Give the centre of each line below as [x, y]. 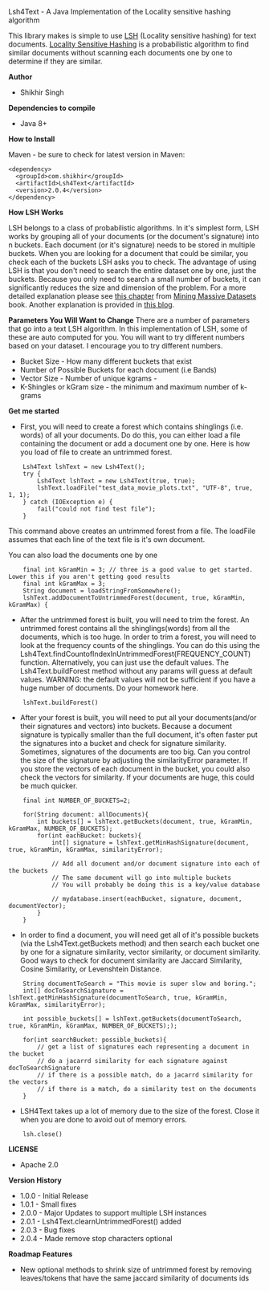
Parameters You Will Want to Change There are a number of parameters [129, 320]
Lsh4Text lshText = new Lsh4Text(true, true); [116, 481]
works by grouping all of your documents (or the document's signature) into [134, 236]
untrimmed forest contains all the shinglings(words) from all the [125, 628]
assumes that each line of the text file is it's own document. [107, 540]
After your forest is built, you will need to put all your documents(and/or [138, 717]
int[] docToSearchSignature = [73, 991]
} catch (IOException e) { [68, 502]
